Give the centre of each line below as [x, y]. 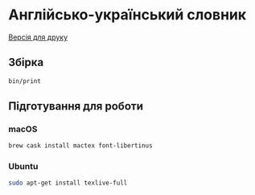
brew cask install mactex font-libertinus [80, 146]
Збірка [26, 62]
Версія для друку [38, 37]
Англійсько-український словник [127, 15]
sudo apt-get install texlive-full [68, 183]
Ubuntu [23, 167]
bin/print [25, 81]
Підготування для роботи [76, 106]
